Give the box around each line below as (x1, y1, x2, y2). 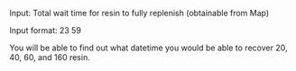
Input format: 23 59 (9, 25, 81, 35)
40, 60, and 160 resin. (9, 52, 90, 62)
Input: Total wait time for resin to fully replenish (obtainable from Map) (9, 8, 270, 18)
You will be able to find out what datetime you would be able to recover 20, (9, 42, 288, 53)
